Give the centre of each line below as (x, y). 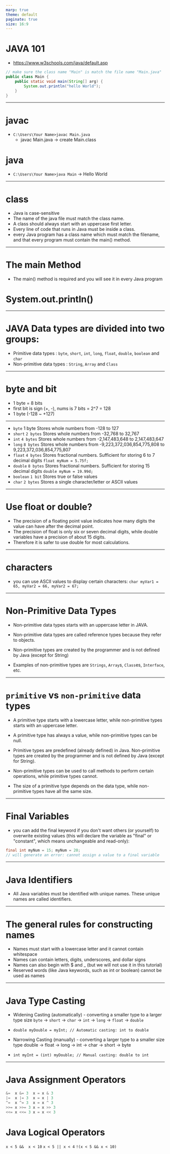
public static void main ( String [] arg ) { (59, 81)
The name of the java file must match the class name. (69, 219)
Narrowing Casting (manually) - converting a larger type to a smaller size (89, 1040)
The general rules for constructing (79, 924)
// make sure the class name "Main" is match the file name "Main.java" (84, 72)
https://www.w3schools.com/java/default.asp (60, 63)
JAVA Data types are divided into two (85, 329)
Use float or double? (49, 507)
